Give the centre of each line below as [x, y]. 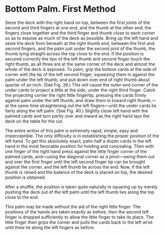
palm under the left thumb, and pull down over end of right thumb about [78, 80]
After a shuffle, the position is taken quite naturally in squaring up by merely [82, 187]
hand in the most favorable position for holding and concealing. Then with [80, 146]
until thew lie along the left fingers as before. [50, 227]
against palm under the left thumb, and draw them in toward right [71, 100]
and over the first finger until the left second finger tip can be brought [75, 162]
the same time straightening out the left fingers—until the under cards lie [83, 106]
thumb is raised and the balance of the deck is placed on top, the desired [79, 172]
